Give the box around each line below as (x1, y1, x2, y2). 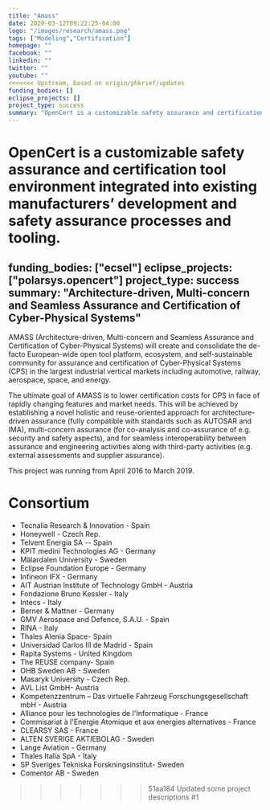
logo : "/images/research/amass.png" (8, 27, 131, 35)
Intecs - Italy (19, 597, 62, 607)
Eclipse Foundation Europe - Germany (19, 563, 147, 573)
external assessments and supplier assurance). (8, 451, 165, 460)
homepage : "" (8, 42, 52, 50)
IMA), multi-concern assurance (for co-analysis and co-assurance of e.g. (8, 425, 252, 434)
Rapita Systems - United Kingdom (19, 648, 133, 658)
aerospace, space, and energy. (8, 375, 111, 384)
